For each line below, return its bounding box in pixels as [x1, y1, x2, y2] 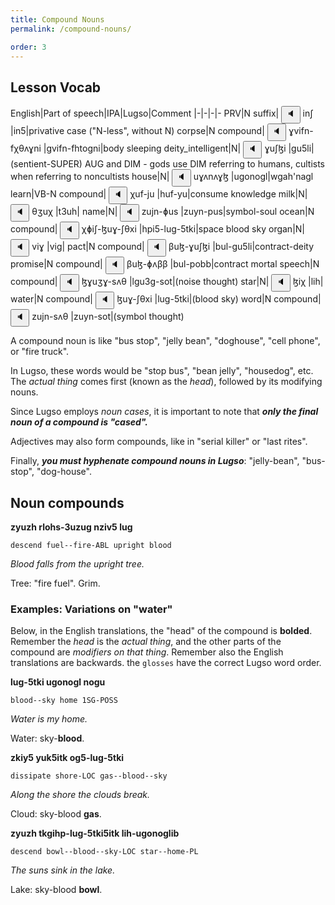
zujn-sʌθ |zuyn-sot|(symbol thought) [31, 311, 185, 323]
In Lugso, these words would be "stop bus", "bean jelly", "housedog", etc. [10, 365, 314, 377]
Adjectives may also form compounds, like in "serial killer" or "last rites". [10, 436, 308, 448]
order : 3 [10, 42, 47, 52]
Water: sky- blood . [10, 732, 85, 745]
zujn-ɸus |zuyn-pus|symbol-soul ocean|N [141, 206, 315, 218]
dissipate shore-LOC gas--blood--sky [10, 771, 168, 781]
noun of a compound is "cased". [10, 416, 148, 428]
